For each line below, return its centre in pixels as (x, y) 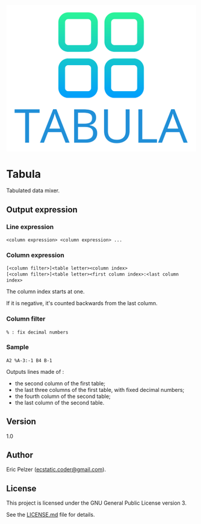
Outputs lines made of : (35, 371)
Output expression (42, 210)
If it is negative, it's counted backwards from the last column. (82, 303)
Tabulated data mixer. (33, 191)
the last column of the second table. (60, 402)
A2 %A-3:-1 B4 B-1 (29, 361)
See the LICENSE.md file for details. (51, 515)
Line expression (30, 227)
